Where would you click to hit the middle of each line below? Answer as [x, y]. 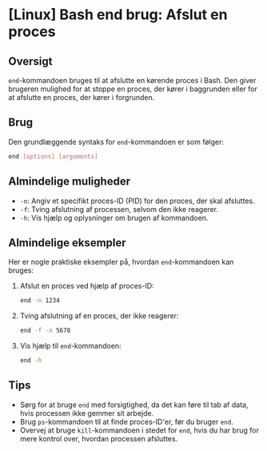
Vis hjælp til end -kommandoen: [70, 346]
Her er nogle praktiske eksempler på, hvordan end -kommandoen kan [121, 262]
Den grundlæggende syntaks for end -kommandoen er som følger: [116, 142]
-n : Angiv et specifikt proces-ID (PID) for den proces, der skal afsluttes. [137, 201]
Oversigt [30, 61]
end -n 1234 [40, 301]
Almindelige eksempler [67, 243]
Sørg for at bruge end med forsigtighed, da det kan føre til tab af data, [134, 405]
